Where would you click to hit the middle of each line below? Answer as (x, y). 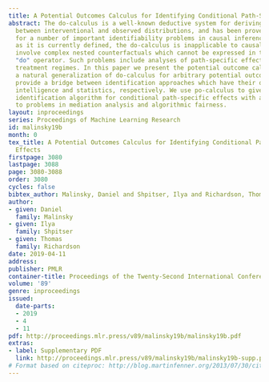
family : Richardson (48, 247)
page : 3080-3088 (35, 172)
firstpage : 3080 (35, 157)
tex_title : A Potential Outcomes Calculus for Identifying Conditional (130, 142)
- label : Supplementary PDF (55, 351)
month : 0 (23, 135)
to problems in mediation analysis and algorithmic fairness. (121, 105)
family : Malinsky (44, 217)
